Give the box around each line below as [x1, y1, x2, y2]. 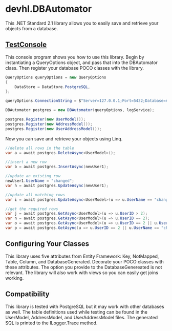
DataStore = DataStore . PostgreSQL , [14, 84, 91, 90]
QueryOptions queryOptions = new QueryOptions [5, 75, 106, 80]
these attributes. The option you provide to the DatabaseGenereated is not [5, 264, 162, 270]
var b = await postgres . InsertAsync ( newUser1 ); [5, 164, 109, 170]
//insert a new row [5, 159, 47, 164]
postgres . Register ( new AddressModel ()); [5, 121, 93, 127]
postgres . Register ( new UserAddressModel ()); [5, 126, 102, 131]
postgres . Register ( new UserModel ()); [5, 117, 86, 122]
